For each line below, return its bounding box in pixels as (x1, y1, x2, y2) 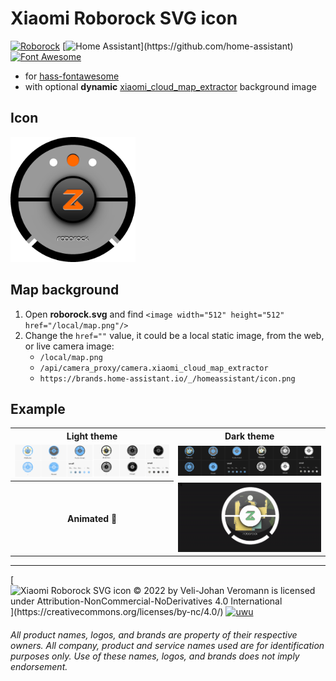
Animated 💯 (67, 513, 118, 525)
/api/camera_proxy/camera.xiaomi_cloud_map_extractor (39, 363, 269, 373)
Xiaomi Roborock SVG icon (10, 7, 238, 30)
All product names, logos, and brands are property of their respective (10, 628, 298, 641)
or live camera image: (24, 340, 115, 352)
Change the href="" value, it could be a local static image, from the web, (24, 329, 325, 341)
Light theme (66, 430, 118, 442)
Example (10, 400, 66, 417)
